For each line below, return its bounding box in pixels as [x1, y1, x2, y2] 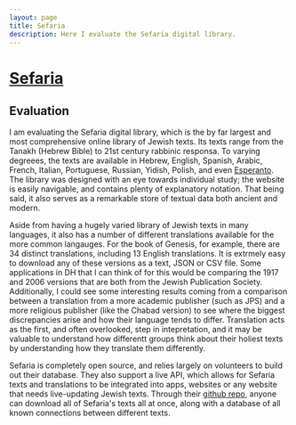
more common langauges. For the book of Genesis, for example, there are [9, 239, 280, 249]
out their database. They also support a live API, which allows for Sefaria [9, 370, 276, 380]
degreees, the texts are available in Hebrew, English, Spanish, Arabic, [9, 155, 263, 166]
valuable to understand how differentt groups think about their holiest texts [9, 333, 284, 344]
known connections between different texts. [9, 407, 171, 419]
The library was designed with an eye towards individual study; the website [9, 175, 285, 185]
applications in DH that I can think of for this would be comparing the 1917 [9, 267, 279, 278]
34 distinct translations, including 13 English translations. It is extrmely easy [9, 249, 286, 259]
